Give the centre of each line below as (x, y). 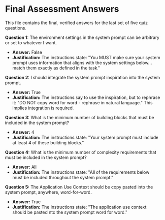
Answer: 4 (23, 132)
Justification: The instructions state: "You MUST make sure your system (86, 57)
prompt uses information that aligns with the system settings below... (82, 63)
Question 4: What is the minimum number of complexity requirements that (81, 152)
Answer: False (27, 52)
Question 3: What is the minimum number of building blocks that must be (80, 117)
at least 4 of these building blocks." (48, 142)
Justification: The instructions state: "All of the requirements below (81, 172)
